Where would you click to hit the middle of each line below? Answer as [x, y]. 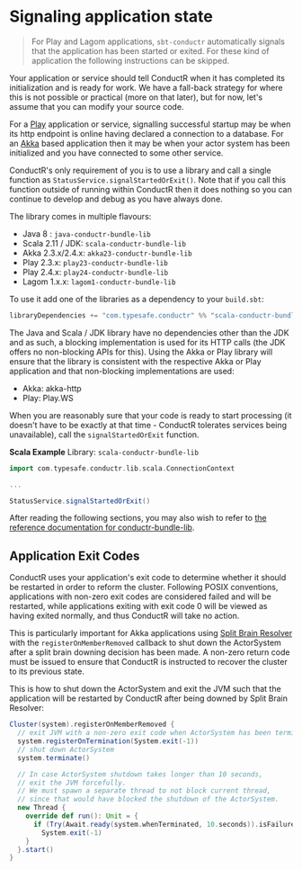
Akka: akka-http [52, 388]
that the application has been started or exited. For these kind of [150, 50]
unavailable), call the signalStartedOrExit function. [104, 435]
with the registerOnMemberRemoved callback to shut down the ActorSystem [145, 643]
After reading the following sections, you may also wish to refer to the [138, 518]
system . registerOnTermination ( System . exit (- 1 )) [108, 741]
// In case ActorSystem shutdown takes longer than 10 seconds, [140, 774]
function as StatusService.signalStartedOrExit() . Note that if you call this [147, 179]
